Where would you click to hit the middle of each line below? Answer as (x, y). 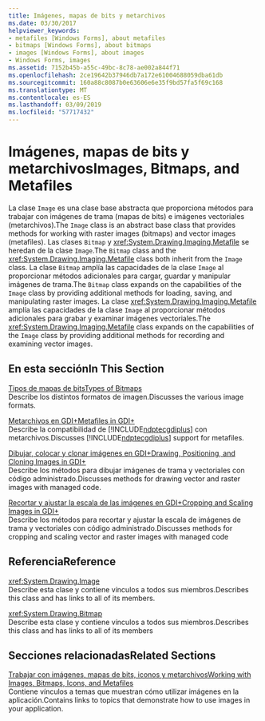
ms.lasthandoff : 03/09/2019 (55, 105)
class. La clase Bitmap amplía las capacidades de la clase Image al (116, 267)
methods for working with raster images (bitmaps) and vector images (122, 233)
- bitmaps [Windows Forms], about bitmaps (80, 46)
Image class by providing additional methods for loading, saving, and (121, 293)
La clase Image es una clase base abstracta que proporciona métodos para (131, 208)
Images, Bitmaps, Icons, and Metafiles (71, 683)
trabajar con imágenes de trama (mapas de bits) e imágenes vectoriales (127, 216)
